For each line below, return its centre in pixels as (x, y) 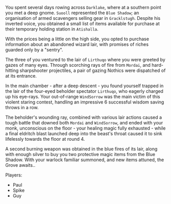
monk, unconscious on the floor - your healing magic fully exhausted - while (86, 128)
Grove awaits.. (20, 165)
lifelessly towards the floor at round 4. (45, 139)
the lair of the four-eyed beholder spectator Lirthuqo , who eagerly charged (84, 91)
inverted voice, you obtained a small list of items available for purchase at (82, 23)
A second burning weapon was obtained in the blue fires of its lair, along (81, 149)
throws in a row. (22, 107)
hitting (12, 70)
